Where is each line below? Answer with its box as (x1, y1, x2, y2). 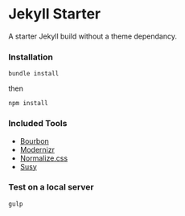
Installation (8, 51, 54, 63)
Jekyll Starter (8, 5, 101, 23)
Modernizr (19, 145, 55, 154)
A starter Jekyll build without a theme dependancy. (8, 31, 177, 41)
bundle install (8, 70, 60, 78)
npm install (8, 100, 48, 108)
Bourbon (19, 136, 50, 145)
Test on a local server (8, 181, 94, 193)
